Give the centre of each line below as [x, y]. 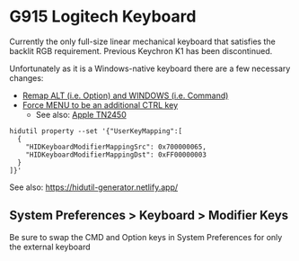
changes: [26, 77]
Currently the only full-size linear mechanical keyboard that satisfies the [142, 41]
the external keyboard [50, 247]
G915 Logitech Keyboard [103, 17]
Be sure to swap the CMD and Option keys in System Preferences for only [146, 237]
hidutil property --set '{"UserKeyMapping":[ [96, 131]
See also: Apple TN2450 [81, 114]
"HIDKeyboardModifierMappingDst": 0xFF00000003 [116, 155]
